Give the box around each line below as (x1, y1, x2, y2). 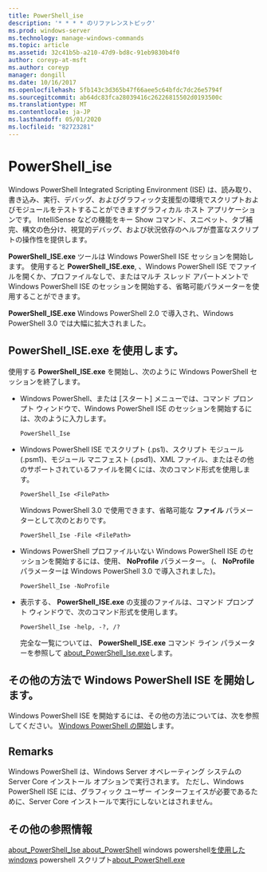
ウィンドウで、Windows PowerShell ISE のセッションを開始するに (35, 404, 253, 413)
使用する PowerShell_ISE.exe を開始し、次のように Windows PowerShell (8, 366, 249, 376)
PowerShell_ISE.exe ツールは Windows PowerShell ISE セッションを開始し (8, 251, 254, 261)
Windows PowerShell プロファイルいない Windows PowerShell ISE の (19, 546, 247, 555)
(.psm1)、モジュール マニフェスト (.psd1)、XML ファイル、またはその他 (19, 454, 254, 464)
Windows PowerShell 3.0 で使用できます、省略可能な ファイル (19, 505, 225, 515)
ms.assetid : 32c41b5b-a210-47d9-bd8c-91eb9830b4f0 (8, 49, 180, 57)
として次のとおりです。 (33, 515, 110, 525)
